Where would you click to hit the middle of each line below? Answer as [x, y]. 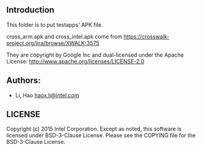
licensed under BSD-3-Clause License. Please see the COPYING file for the [101, 135]
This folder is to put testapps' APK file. [55, 24]
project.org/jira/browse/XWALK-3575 [53, 43]
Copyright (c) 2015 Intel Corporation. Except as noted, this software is [94, 129]
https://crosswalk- [146, 37]
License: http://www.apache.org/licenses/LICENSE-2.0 [75, 61]
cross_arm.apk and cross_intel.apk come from [64, 37]
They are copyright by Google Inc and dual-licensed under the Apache [95, 55]
